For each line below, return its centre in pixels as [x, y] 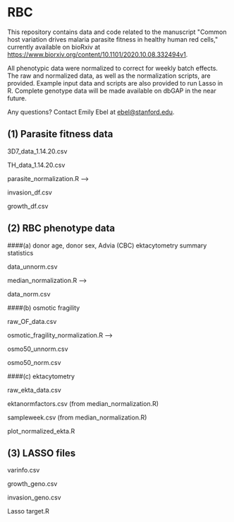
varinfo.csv [24, 470]
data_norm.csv [29, 294]
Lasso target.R [28, 511]
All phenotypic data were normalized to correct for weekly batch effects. [113, 68]
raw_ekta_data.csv [34, 390]
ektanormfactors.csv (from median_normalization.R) [83, 403]
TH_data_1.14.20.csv [36, 165]
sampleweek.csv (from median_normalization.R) [77, 417]
